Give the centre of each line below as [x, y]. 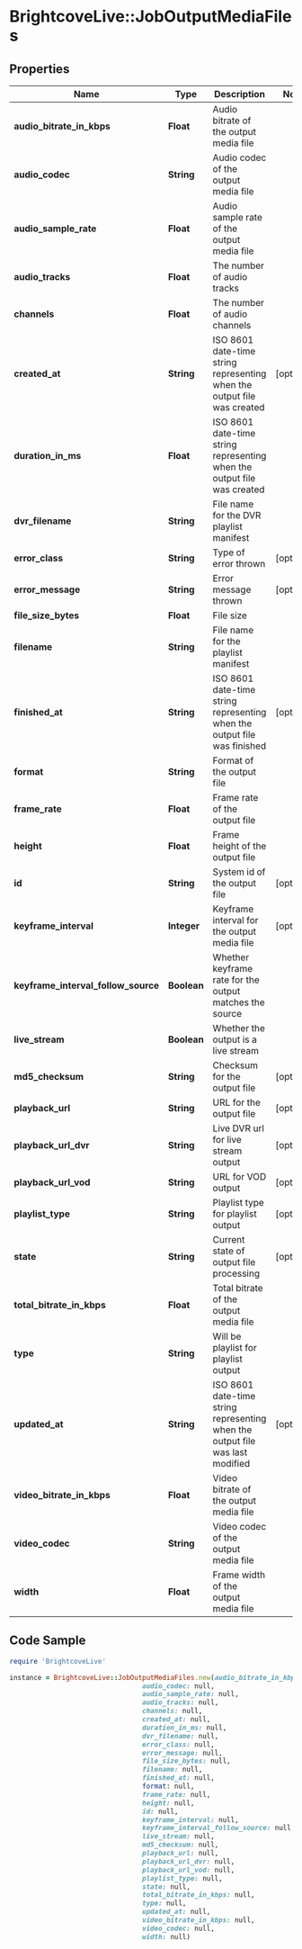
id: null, [160, 1811]
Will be [227, 1336]
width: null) [167, 1936]
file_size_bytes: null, [187, 1761]
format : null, [169, 1787]
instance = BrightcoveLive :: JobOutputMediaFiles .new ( [112, 1677]
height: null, [169, 1803]
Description [240, 94]
